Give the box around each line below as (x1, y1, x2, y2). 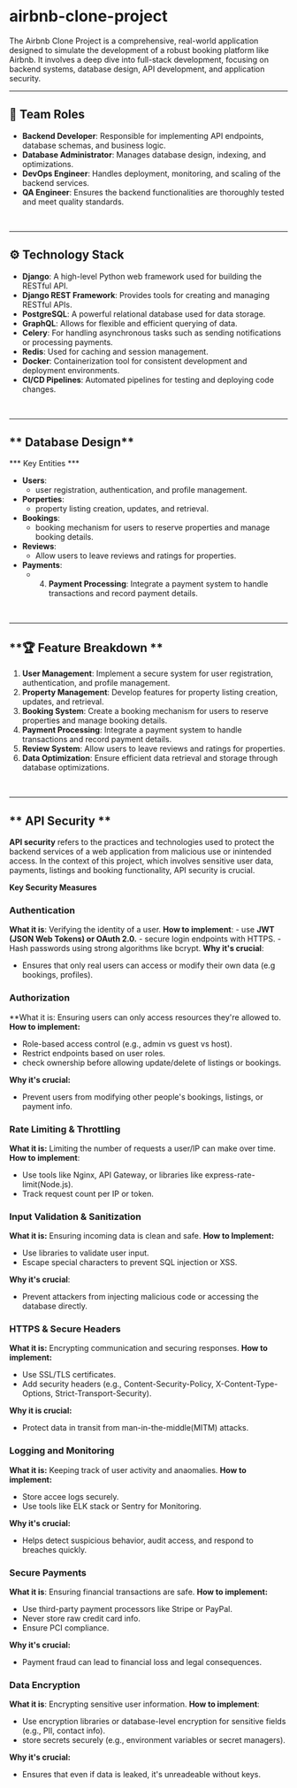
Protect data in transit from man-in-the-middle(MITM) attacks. (21, 1423, 249, 1433)
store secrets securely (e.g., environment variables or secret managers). (21, 1735, 286, 1746)
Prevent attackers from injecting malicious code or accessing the (21, 1292, 259, 1302)
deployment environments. (21, 365, 120, 375)
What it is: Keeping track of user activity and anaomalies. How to (9, 1464, 247, 1475)
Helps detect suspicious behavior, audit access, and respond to (21, 1535, 254, 1546)
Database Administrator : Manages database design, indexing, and (21, 149, 267, 160)
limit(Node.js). (21, 1178, 73, 1189)
